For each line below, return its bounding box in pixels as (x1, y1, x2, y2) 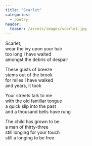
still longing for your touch (5, 129, 60, 135)
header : (5, 21, 22, 27)
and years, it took (5, 82, 41, 89)
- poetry (10, 17, 28, 22)
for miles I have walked (5, 77, 54, 83)
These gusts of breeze (5, 67, 52, 73)
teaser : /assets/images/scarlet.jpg (10, 26, 87, 32)
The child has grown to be (5, 119, 60, 125)
